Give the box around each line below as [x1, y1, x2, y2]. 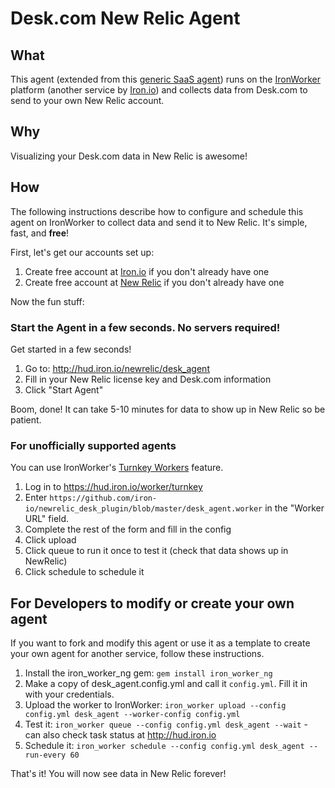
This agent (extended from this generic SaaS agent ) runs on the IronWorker [10, 73, 321, 85]
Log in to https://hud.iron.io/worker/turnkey [24, 481, 203, 493]
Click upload [24, 534, 77, 546]
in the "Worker [264, 502, 325, 514]
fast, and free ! [10, 227, 70, 239]
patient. [10, 413, 42, 426]
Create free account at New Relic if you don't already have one [24, 276, 285, 288]
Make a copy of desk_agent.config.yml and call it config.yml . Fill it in [24, 678, 308, 690]
